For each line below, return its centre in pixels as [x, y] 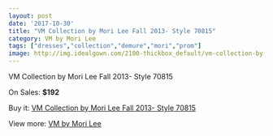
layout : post [30, 16]
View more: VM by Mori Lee [55, 123]
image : [19, 53]
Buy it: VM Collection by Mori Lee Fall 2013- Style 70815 [102, 108]
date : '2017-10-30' [41, 23]
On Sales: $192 [34, 92]
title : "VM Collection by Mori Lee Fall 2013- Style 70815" [113, 31]
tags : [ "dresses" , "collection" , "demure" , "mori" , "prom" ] [105, 46]
